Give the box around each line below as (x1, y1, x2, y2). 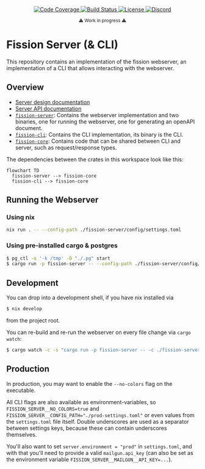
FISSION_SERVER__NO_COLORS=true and (6, 405, 99, 412)
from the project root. (6, 317, 60, 324)
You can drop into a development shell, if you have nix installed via (6, 294, 174, 302)
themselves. (6, 431, 37, 438)
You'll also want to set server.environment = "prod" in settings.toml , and (6, 443, 192, 450)
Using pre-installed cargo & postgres (6, 241, 118, 250)
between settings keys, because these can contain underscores (6, 424, 167, 432)
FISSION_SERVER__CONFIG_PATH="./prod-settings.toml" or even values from (6, 411, 195, 418)
